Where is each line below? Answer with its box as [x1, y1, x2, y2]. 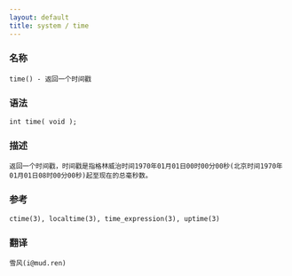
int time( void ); [9, 117, 77, 127]
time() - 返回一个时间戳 [9, 75, 91, 83]
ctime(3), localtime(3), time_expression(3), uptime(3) [9, 214, 220, 223]
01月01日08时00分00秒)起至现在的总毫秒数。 [9, 171, 153, 180]
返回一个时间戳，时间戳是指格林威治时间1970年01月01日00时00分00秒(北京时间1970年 [9, 162, 283, 171]
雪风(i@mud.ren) [9, 258, 67, 267]
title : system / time [9, 21, 90, 30]
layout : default [9, 12, 69, 22]
